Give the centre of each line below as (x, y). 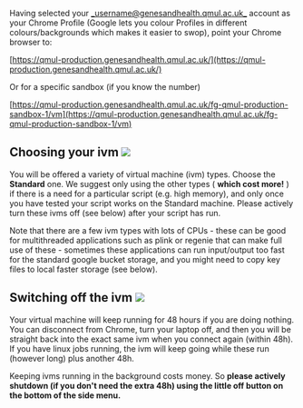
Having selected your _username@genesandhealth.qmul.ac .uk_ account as (150, 13)
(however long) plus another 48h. (72, 358)
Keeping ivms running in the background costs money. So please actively (147, 375)
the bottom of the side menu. (65, 395)
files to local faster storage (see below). (84, 269)
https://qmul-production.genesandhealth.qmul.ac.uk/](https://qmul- (139, 60)
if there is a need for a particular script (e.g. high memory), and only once (147, 194)
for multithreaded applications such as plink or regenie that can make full (146, 240)
